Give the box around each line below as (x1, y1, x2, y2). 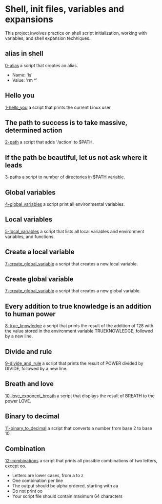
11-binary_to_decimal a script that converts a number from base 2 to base (5, 425, 152, 431)
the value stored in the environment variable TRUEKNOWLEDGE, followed (5, 328, 153, 334)
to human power (5, 310, 56, 318)
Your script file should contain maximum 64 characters (12, 493, 123, 499)
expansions (5, 14, 54, 25)
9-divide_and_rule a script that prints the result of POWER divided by (5, 360, 143, 366)
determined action (5, 126, 62, 134)
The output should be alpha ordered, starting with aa (12, 482, 119, 488)
